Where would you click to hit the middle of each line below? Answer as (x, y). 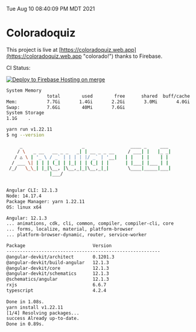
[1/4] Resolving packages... (43, 313)
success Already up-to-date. (43, 319)
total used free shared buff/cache (118, 96)
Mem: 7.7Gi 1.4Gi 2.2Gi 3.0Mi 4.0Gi (98, 102)
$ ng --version (25, 135)
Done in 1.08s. (25, 302)
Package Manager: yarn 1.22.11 (46, 201)
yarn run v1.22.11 (29, 130)
